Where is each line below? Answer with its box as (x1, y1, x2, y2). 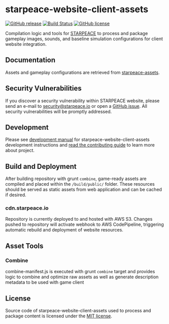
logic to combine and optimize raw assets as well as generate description (5, 274, 159, 280)
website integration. (5, 41, 47, 47)
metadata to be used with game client (5, 279, 84, 285)
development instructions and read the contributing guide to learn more (5, 142, 155, 148)
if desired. (5, 192, 26, 198)
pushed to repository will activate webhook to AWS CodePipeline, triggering (5, 221, 164, 227)
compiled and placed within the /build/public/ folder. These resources (5, 181, 155, 187)
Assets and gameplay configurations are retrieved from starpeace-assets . (5, 69, 160, 75)
